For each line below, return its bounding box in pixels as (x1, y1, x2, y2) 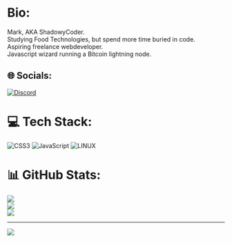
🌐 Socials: (7, 70, 52, 82)
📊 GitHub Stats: (7, 167, 101, 183)
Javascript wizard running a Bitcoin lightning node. (7, 50, 152, 58)
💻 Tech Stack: (7, 114, 93, 129)
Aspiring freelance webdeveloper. (7, 42, 104, 51)
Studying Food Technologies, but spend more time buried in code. (7, 35, 195, 43)
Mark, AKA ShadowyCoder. (7, 28, 85, 36)
